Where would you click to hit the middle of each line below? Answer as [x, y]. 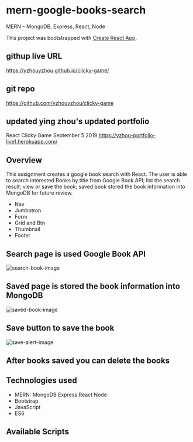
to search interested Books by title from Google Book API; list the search [93, 181]
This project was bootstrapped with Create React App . [72, 38]
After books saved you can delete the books [88, 361]
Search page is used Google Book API [76, 254]
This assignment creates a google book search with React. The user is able [96, 174]
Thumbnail [27, 229]
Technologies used [42, 381]
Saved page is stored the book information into [93, 286]
